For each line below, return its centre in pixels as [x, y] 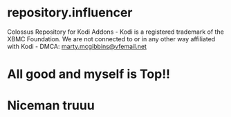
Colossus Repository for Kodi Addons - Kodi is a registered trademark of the [116, 32]
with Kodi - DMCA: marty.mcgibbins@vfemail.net [77, 46]
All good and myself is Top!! [89, 74]
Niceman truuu [51, 106]
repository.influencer [70, 13]
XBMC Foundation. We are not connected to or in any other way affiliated [111, 39]
